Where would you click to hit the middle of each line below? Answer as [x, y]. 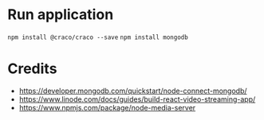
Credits [32, 69]
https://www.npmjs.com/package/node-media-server [107, 107]
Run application [61, 15]
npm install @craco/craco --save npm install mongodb [98, 37]
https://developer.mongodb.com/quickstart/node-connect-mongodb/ [133, 91]
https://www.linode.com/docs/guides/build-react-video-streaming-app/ [137, 99]
